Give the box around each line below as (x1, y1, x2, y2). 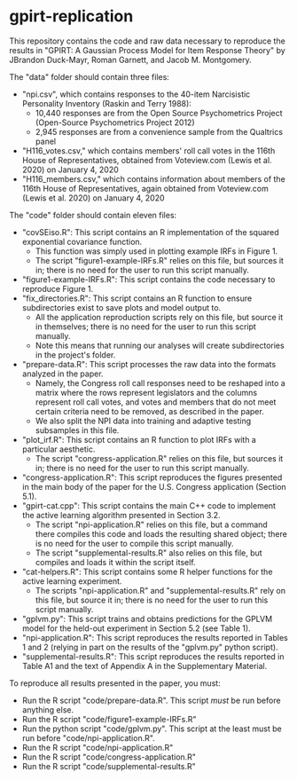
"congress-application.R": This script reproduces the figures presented (21, 472, 283, 483)
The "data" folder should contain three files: (9, 71, 170, 82)
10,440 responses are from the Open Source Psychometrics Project (35, 107, 283, 118)
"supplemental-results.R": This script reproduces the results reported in (21, 650, 285, 662)
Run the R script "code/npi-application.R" (21, 742, 174, 752)
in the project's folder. (35, 349, 116, 360)
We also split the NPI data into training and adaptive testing (35, 415, 252, 426)
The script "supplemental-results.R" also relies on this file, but (35, 548, 263, 558)
